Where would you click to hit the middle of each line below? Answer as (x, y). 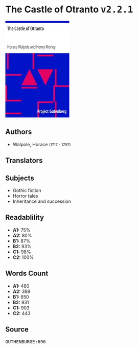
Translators (24, 161)
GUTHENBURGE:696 (26, 342)
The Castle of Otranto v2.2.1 (69, 10)
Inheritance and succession (42, 201)
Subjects (20, 178)
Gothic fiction (27, 190)
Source (17, 329)
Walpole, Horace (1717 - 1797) (42, 144)
